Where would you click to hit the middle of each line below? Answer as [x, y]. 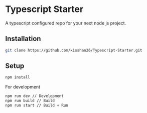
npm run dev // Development [35, 96]
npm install [18, 77]
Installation [23, 39]
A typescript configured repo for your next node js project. [66, 23]
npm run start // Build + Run [37, 105]
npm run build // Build [30, 101]
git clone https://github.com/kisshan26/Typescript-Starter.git [74, 50]
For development [23, 87]
